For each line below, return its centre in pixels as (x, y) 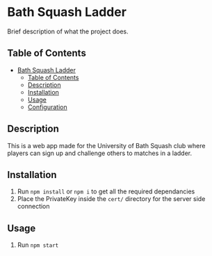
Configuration (47, 107)
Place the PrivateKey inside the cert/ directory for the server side (111, 199)
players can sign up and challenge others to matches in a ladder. (100, 153)
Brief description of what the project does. (68, 31)
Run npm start (38, 245)
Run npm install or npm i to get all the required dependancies (106, 191)
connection (33, 207)
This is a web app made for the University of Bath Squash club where (106, 145)
